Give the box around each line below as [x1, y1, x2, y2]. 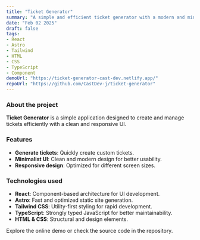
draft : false [6, 25, 39, 32]
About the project [6, 100, 58, 109]
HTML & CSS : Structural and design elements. [14, 216, 128, 223]
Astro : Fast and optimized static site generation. [14, 196, 133, 204]
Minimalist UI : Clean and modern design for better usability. [14, 155, 162, 162]
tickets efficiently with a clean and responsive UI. [6, 121, 127, 128]
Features [6, 136, 33, 144]
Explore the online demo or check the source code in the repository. [6, 227, 173, 234]
